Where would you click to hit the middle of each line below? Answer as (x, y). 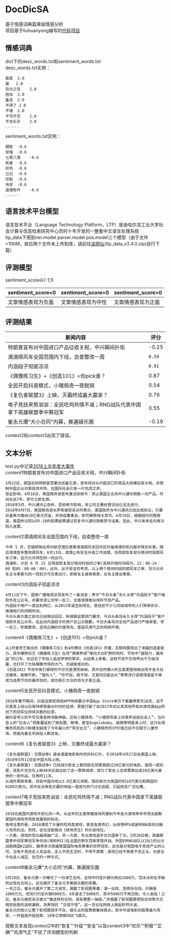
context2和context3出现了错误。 (39, 435)
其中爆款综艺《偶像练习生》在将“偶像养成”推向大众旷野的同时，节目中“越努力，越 (86, 653)
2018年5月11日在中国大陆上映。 (34, 760)
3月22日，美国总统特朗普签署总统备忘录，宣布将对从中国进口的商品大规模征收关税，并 (83, 483)
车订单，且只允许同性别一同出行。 (36, 558)
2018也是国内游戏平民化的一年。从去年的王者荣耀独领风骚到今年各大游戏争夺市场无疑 (82, 814)
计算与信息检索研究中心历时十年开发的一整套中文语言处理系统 (74, 231)
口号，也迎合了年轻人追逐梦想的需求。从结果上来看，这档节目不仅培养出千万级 (85, 659)
